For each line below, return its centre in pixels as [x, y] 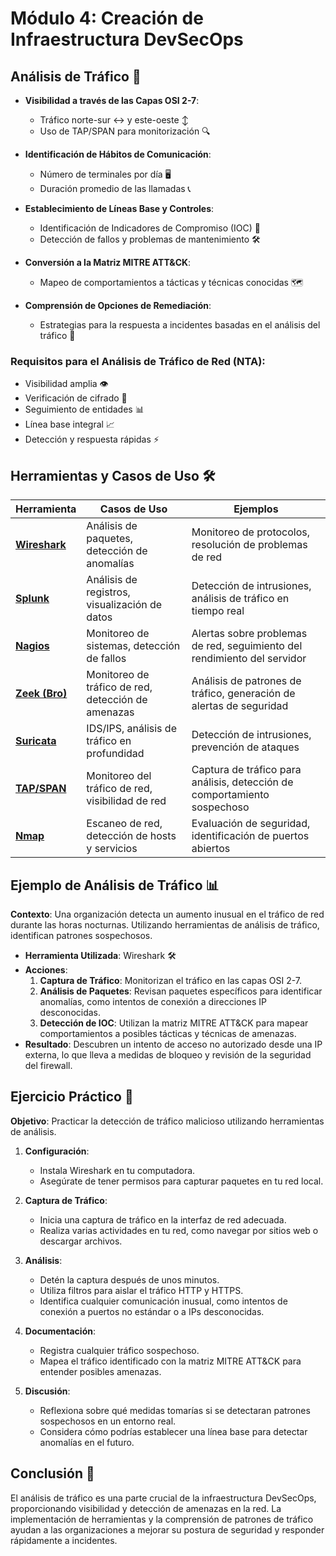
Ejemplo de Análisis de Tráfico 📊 [115, 885]
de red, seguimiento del [247, 646]
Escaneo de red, [124, 824]
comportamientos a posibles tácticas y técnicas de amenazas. [168, 1033]
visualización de [124, 605]
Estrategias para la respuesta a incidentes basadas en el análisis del [180, 325]
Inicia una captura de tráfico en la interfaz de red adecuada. [163, 1219]
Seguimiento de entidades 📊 [84, 409]
